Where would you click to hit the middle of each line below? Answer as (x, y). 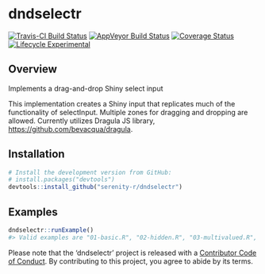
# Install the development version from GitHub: (90, 172)
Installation (36, 154)
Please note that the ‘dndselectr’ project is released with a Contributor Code (132, 253)
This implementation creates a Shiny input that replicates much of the (122, 103)
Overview (33, 69)
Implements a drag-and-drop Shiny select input (86, 88)
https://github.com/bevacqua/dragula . (71, 129)
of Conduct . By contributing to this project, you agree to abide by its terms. (131, 261)
